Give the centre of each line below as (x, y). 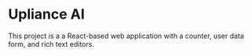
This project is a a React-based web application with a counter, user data (126, 36)
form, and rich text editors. (51, 44)
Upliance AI (46, 14)
